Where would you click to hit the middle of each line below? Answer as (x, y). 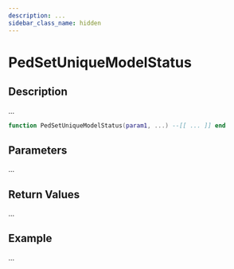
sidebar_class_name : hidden (55, 23)
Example (30, 238)
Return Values (44, 195)
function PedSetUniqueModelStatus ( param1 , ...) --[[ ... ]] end (117, 125)
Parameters (38, 150)
